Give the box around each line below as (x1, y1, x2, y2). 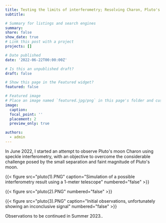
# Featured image (5, 94, 41, 99)
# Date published (5, 53, 41, 57)
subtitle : (5, 12, 26, 17)
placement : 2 (9, 116, 37, 121)
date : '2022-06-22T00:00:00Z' (5, 57, 68, 62)
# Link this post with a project (5, 39, 74, 45)
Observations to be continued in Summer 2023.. (5, 213, 103, 219)
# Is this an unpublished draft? (5, 66, 74, 71)
